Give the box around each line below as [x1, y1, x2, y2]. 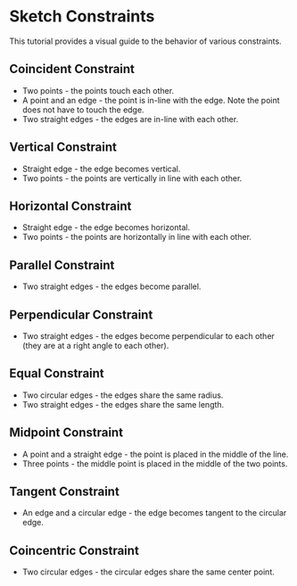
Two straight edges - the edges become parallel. [21, 281, 202, 292]
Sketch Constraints [9, 6, 155, 27]
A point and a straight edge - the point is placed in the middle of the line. [21, 449, 289, 459]
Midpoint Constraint [9, 425, 123, 441]
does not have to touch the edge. [21, 104, 144, 115]
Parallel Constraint [9, 257, 115, 273]
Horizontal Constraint [9, 198, 132, 213]
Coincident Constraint [9, 62, 136, 77]
